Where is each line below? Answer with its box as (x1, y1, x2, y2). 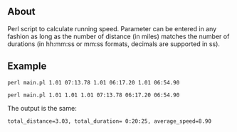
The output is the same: (7, 104, 77, 112)
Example (7, 60, 47, 72)
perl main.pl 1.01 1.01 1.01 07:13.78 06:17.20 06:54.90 (7, 92, 180, 99)
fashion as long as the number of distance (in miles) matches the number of (7, 32, 230, 40)
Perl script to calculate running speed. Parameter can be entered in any (7, 24, 217, 33)
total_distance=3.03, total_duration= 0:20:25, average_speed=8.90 (7, 117, 212, 125)
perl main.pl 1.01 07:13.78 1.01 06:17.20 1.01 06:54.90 (7, 79, 180, 86)
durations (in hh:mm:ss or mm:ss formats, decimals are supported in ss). (7, 39, 221, 48)
